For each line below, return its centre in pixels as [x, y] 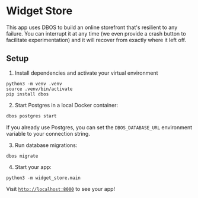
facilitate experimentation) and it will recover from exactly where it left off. [96, 40]
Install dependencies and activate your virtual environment [86, 73]
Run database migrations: [46, 145]
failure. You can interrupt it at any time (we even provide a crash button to [96, 33]
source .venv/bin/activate [39, 89]
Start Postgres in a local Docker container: [66, 105]
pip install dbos [28, 94]
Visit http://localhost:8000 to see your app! [61, 189]
